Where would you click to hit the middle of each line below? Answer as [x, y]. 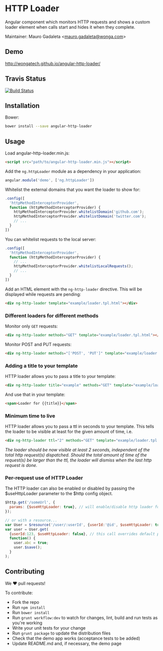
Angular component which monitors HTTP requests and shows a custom [78, 22]
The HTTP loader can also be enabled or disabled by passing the [70, 488]
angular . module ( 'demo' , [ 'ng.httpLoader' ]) [50, 180]
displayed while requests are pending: [43, 294]
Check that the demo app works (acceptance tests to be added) [76, 638]
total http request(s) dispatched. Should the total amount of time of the [76, 455]
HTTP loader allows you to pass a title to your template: [60, 377]
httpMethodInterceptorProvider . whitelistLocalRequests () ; [73, 266]
